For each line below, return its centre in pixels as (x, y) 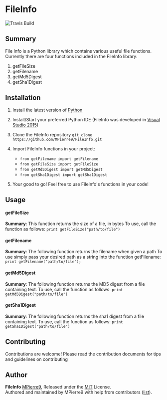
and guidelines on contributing (37, 359)
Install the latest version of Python (47, 110)
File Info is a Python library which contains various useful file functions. (79, 51)
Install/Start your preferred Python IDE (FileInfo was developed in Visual (86, 119)
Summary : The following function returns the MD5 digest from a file (75, 284)
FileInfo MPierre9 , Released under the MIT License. (58, 387)
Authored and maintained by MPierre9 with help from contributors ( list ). (79, 392)
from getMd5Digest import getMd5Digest (61, 169)
